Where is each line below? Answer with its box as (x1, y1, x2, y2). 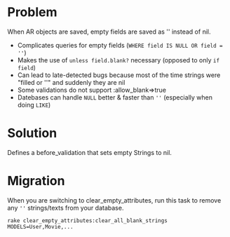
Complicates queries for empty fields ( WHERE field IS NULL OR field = (17, 41, 223, 49)
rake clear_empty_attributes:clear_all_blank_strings (7, 217, 168, 224)
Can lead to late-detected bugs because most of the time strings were (17, 71, 221, 79)
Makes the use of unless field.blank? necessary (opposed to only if (17, 55, 219, 64)
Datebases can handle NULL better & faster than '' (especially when (17, 93, 212, 102)
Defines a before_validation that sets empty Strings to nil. (7, 148, 172, 156)
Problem (7, 4, 57, 20)
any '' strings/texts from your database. (7, 203, 124, 212)
